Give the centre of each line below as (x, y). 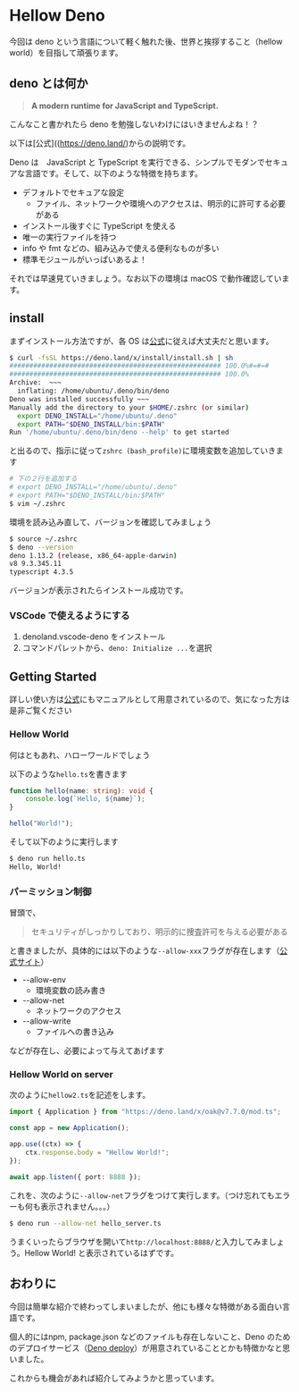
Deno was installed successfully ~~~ (79, 399)
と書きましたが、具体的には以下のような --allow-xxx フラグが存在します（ (145, 951)
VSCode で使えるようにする (70, 616)
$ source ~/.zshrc (43, 539)
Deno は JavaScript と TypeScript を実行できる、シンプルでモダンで (137, 162)
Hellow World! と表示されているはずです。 (102, 1253)
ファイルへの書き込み (75, 1032)
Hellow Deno (57, 16)
